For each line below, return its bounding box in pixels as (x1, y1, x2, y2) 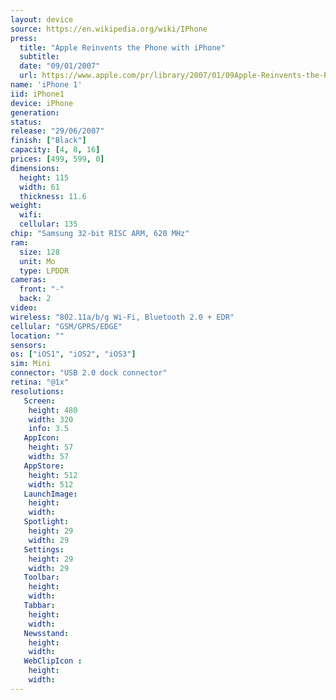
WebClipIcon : (23, 656, 83, 666)
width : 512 (28, 479, 74, 490)
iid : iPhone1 (10, 89, 65, 99)
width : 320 (28, 414, 74, 425)
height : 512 (28, 470, 78, 480)
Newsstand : (23, 628, 70, 638)
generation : (10, 107, 60, 118)
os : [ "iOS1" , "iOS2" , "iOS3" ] (10, 349, 137, 360)
